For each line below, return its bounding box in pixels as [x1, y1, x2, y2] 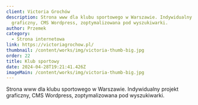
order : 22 [6, 53, 31, 59]
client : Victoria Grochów [6, 8, 70, 15]
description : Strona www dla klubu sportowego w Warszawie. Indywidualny [6, 14, 193, 20]
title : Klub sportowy [6, 58, 60, 64]
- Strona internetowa [11, 36, 65, 42]
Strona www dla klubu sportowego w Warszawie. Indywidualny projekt [6, 85, 179, 93]
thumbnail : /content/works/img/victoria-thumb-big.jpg [6, 47, 145, 53]
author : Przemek [6, 25, 46, 31]
